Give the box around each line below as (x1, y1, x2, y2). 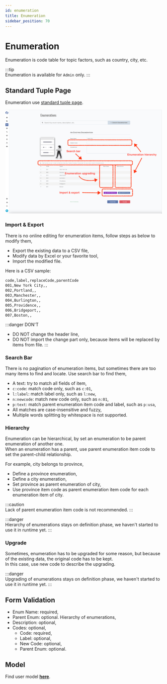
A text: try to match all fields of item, (12, 380, 87, 386)
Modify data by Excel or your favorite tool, (12, 253, 98, 258)
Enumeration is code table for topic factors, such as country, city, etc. (5, 57, 148, 63)
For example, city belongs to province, (5, 461, 84, 467)
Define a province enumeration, (12, 471, 78, 477)
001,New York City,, (5, 283, 48, 288)
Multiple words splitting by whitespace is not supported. (12, 412, 128, 418)
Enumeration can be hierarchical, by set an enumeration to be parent (5, 435, 146, 442)
